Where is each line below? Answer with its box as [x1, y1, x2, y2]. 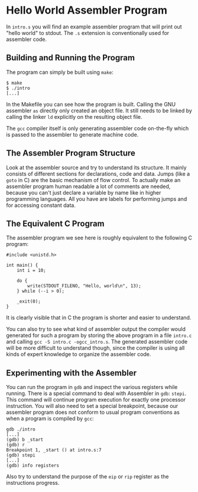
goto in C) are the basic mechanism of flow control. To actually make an [6, 176, 181, 183]
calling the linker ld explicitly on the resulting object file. [6, 113, 143, 120]
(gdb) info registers [6, 462, 60, 469]
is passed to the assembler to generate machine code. [6, 131, 139, 138]
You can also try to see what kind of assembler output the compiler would [6, 326, 186, 333]
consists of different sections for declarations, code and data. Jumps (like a [6, 170, 190, 177]
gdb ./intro [6, 426, 35, 432]
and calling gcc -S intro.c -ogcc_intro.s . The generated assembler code [6, 338, 188, 345]
